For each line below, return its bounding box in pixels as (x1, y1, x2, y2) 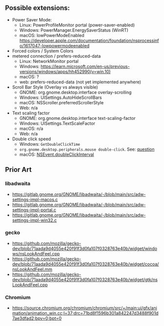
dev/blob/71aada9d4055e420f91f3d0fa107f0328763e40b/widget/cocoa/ (12, 261, 159, 267)
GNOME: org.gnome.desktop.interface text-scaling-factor (19, 115, 136, 121)
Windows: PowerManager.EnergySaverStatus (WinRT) (19, 27, 128, 33)
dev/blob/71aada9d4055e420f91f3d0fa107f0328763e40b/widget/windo (12, 246, 158, 251)
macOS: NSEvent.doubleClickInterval (19, 151, 94, 157)
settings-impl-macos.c (12, 196, 58, 202)
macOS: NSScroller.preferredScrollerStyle (19, 99, 104, 105)
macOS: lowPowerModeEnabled (19, 32, 84, 38)
